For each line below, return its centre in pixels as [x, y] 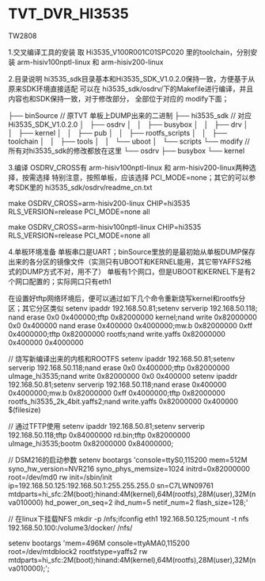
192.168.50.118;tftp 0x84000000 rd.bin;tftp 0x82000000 [100, 435]
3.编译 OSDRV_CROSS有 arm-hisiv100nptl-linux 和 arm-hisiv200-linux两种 [129, 167]
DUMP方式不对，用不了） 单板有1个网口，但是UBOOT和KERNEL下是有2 [138, 271]
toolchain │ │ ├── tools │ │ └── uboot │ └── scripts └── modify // [129, 141]
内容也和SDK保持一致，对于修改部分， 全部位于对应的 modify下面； [119, 98]
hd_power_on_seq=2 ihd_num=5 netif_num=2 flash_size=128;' [146, 502]
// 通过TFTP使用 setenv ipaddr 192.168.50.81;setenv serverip [107, 426]
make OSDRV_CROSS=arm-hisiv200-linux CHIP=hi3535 [99, 203]
